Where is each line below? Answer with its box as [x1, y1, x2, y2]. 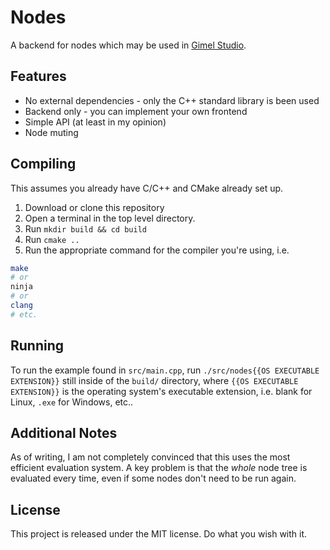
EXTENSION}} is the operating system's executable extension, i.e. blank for [10, 385, 313, 397]
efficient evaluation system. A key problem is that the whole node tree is [10, 462, 308, 474]
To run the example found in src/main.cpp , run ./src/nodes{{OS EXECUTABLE [10, 364, 320, 376]
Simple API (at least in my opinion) [24, 116, 167, 128]
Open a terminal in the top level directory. [24, 212, 196, 224]
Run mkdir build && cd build [24, 222, 147, 235]
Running [10, 337, 65, 355]
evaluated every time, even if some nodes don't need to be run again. [10, 472, 297, 485]
